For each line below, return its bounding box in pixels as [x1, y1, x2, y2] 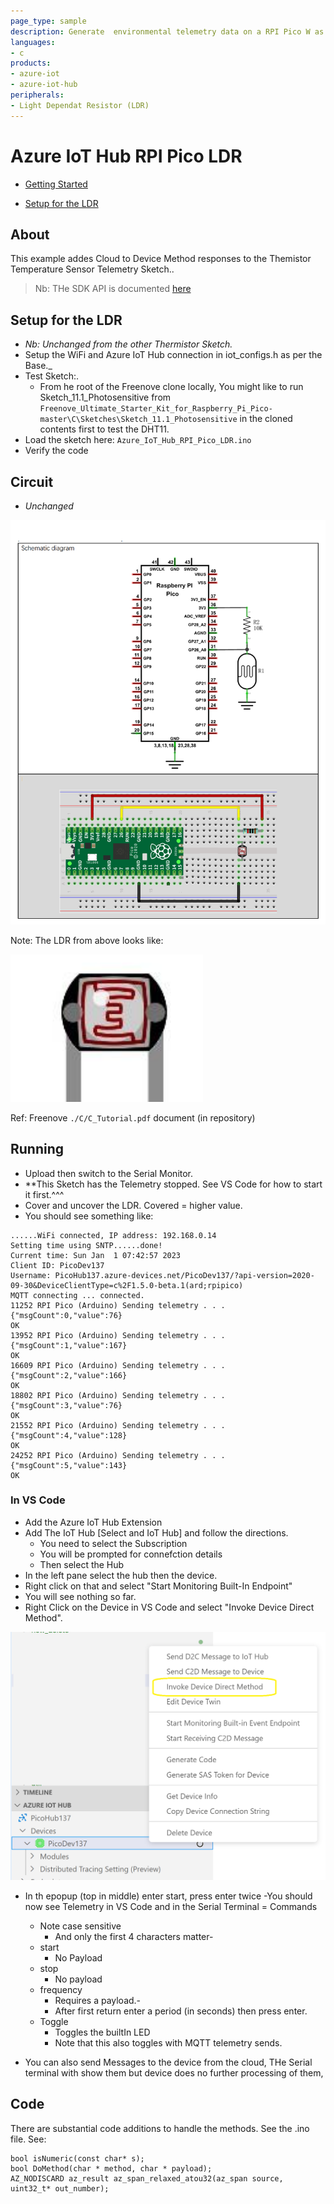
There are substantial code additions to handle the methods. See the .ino [10, 2122, 310, 2134]
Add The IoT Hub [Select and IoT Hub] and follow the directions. [24, 1526, 289, 1539]
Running [10, 1141, 65, 1158]
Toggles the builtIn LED [54, 2026, 151, 2039]
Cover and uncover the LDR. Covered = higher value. [24, 1199, 243, 1211]
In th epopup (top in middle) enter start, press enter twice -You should [24, 1890, 313, 1902]
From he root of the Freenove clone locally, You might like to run [39, 381, 304, 393]
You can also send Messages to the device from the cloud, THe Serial [24, 2056, 313, 2069]
